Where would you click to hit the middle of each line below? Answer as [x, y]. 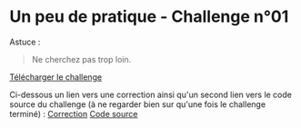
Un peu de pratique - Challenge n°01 [149, 17]
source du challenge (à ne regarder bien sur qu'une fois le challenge [138, 104]
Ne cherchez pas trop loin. [81, 59]
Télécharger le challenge [56, 77]
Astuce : [25, 42]
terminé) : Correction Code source [74, 113]
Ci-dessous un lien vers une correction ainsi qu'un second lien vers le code [151, 94]
